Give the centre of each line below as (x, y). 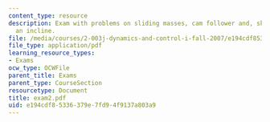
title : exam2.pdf (37, 98)
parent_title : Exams (43, 75)
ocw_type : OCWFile (39, 68)
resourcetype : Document (48, 90)
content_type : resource (48, 16)
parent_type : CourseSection (55, 83)
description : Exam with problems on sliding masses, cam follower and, (131, 23)
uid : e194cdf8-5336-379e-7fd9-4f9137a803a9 (82, 105)
